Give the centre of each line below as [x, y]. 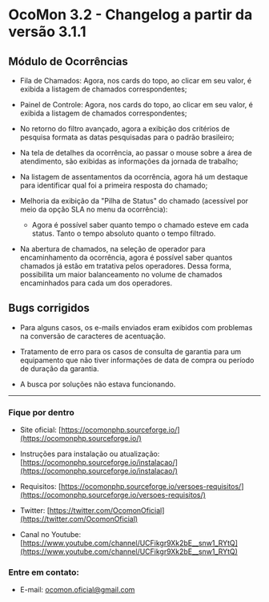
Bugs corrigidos [49, 308]
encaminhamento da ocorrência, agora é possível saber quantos [126, 257]
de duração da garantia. [59, 368]
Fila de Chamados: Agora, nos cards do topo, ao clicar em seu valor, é [136, 81]
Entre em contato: [44, 572]
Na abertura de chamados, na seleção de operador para [112, 249]
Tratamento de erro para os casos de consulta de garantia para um [130, 351]
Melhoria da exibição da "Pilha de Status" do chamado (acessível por [134, 201]
